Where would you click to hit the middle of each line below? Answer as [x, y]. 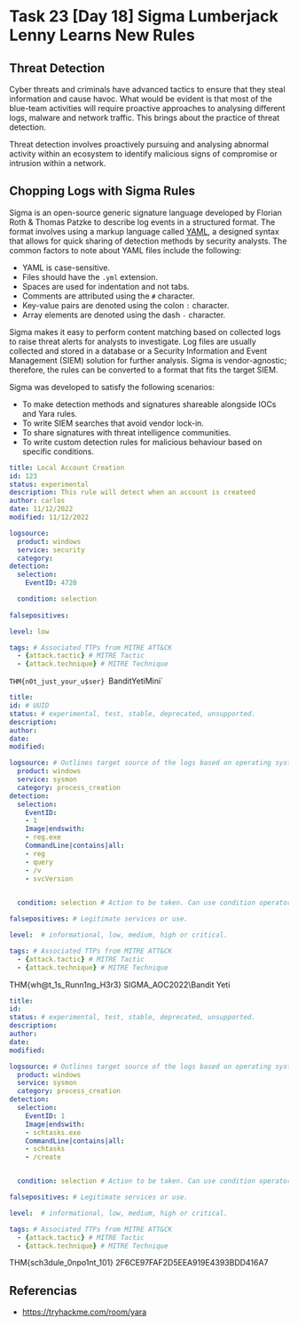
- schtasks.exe [53, 1132]
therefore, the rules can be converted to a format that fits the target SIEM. [144, 370]
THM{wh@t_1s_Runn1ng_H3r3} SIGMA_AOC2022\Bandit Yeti [120, 985]
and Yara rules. [50, 413]
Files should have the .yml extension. [90, 276]
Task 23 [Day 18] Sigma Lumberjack [144, 16]
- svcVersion [49, 879]
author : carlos [37, 501]
